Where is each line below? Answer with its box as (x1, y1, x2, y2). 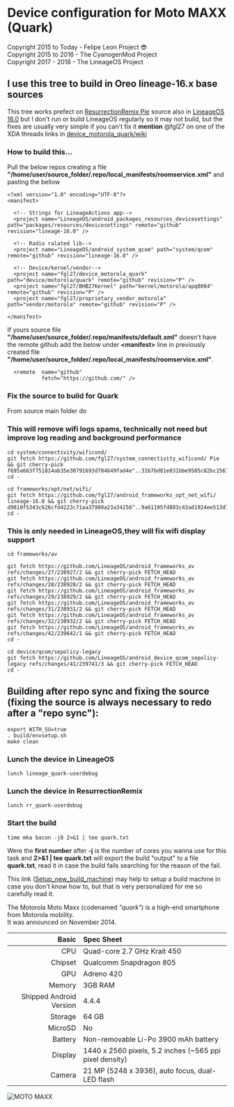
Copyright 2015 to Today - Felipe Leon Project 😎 (7, 43, 148, 51)
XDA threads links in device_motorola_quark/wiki (7, 129, 148, 138)
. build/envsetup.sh (7, 731, 68, 739)
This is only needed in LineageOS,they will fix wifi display (7, 526, 206, 535)
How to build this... (7, 147, 73, 156)
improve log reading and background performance (7, 433, 182, 443)
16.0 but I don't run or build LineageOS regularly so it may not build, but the (7, 114, 223, 123)
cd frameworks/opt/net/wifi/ (7, 485, 92, 493)
